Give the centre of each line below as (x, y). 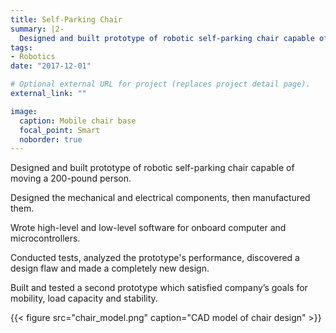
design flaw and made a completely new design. (110, 268)
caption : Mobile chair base (78, 121)
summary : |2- (37, 29)
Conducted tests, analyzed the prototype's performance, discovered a (155, 258)
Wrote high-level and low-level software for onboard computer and (148, 228)
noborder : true (51, 139)
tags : (21, 47)
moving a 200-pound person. (71, 178)
